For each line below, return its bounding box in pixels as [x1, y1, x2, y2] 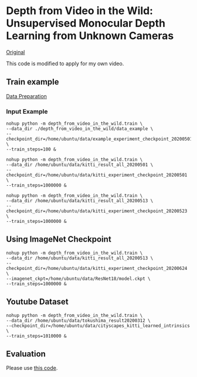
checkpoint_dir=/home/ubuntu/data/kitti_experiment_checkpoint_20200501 [6, 172, 188, 178]
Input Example [6, 107, 48, 115]
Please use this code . [6, 365, 58, 372]
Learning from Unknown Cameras [6, 29, 174, 42]
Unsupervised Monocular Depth [6, 16, 166, 30]
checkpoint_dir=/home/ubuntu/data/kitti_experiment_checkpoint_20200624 [6, 265, 188, 271]
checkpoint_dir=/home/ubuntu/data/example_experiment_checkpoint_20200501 [6, 136, 193, 142]
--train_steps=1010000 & [6, 333, 67, 339]
